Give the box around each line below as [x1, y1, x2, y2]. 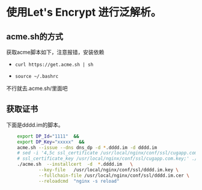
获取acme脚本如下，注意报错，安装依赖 [6, 49, 105, 55]
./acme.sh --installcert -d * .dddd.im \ [17, 161, 133, 168]
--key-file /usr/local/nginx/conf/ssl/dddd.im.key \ [38, 167, 179, 173]
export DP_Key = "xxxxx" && [17, 139, 85, 145]
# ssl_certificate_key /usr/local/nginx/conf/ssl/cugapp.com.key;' [17, 156, 189, 162]
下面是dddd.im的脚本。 [6, 121, 64, 128]
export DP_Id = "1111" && [17, 133, 79, 139]
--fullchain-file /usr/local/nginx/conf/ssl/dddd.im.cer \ [38, 173, 189, 179]
